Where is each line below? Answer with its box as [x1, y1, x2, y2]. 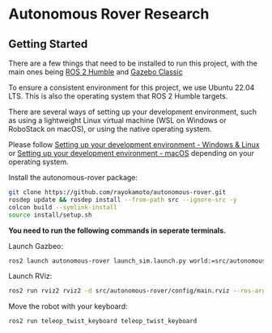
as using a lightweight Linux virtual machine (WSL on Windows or [8, 116, 227, 125]
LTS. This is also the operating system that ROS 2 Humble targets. [8, 91, 228, 101]
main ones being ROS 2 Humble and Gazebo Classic [8, 67, 184, 77]
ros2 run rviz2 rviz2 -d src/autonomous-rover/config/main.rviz [8, 287, 230, 295]
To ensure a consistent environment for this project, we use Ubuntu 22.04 [8, 82, 255, 92]
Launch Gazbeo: [8, 241, 63, 251]
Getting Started [8, 37, 88, 51]
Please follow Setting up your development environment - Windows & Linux [8, 140, 261, 150]
